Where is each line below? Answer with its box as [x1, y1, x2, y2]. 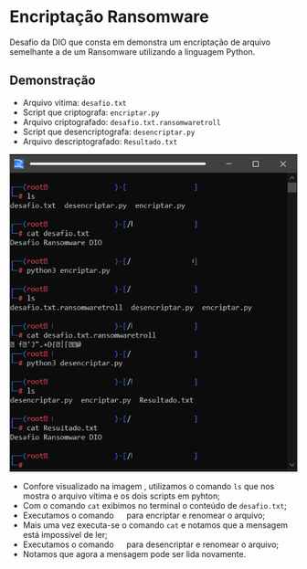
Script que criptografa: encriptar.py [22, 107, 160, 118]
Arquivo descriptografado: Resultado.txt [22, 135, 178, 147]
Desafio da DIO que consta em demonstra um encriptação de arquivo [9, 37, 271, 47]
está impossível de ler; [22, 529, 108, 540]
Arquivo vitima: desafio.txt [22, 97, 127, 108]
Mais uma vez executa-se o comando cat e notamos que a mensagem [22, 519, 289, 531]
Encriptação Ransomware [9, 6, 209, 27]
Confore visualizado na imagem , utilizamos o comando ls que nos [22, 480, 275, 491]
